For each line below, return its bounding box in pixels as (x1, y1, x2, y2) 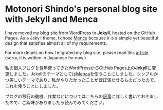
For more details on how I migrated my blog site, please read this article (5, 50, 148, 55)
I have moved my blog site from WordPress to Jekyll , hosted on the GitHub (5, 30, 155, 36)
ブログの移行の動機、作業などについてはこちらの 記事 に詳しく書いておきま (5, 93, 154, 99)
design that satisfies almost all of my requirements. (5, 40, 108, 46)
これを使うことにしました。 (5, 83, 61, 89)
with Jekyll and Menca (5, 14, 98, 25)
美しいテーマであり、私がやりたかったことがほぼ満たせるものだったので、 (9, 77, 158, 83)
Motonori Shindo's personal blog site (5, 3, 158, 15)
